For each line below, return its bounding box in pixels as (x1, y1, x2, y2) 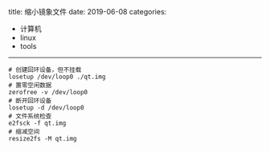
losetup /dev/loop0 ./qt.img (8, 73, 106, 81)
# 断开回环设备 (8, 97, 52, 105)
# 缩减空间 (8, 128, 40, 136)
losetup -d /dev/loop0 (8, 104, 84, 112)
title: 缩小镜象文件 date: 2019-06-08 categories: (8, 7, 167, 16)
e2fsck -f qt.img (8, 119, 67, 127)
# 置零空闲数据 (8, 81, 52, 89)
